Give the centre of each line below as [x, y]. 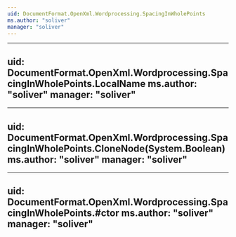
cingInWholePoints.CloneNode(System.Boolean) [117, 148]
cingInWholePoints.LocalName [77, 84]
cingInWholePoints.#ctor [63, 214]
